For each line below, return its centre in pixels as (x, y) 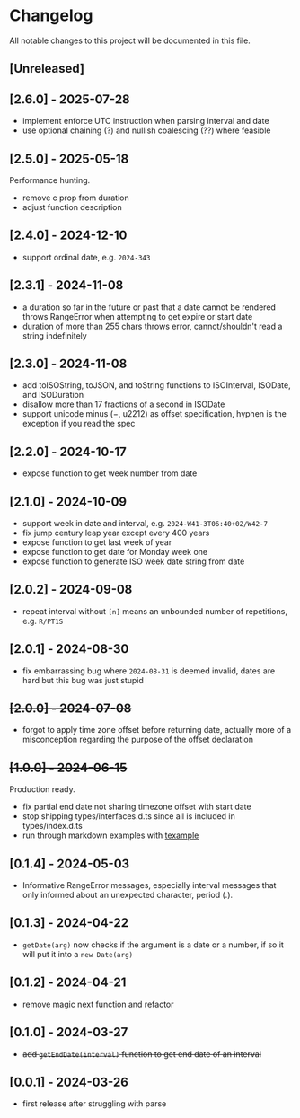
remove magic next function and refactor (98, 1004)
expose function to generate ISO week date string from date (133, 561)
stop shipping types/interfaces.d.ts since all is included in (129, 816)
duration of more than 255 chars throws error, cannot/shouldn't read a (152, 326)
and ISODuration (53, 395)
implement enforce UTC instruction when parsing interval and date (146, 121)
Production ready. (42, 789)
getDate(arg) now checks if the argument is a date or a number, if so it (153, 945)
